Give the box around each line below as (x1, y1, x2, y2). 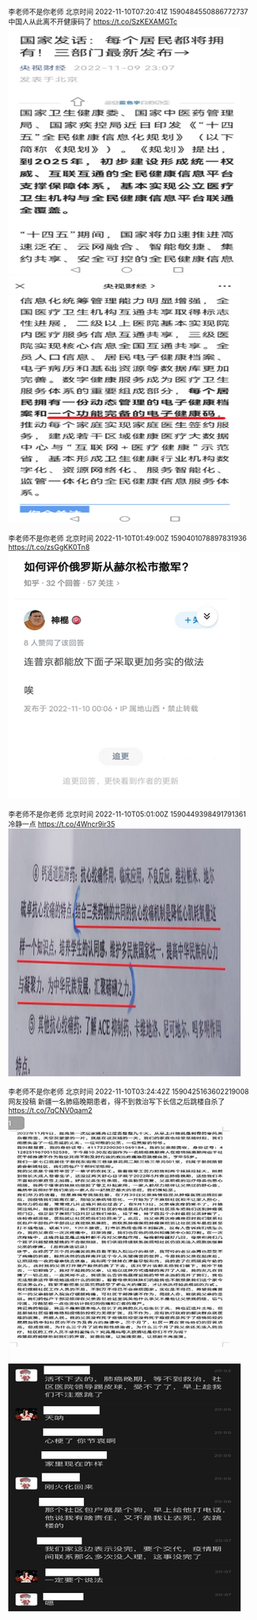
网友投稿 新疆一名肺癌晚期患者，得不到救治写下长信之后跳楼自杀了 (8, 1097, 225, 1106)
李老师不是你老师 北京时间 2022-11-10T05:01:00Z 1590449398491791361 (8, 809, 247, 819)
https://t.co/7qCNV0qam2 (8, 1106, 93, 1115)
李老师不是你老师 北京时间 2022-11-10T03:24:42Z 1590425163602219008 (8, 1087, 249, 1096)
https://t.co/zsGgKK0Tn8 (8, 542, 90, 552)
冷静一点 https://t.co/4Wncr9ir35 (8, 820, 115, 828)
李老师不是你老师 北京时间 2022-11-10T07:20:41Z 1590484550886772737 (8, 7, 248, 16)
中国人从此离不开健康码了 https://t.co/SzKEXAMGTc (8, 17, 178, 26)
